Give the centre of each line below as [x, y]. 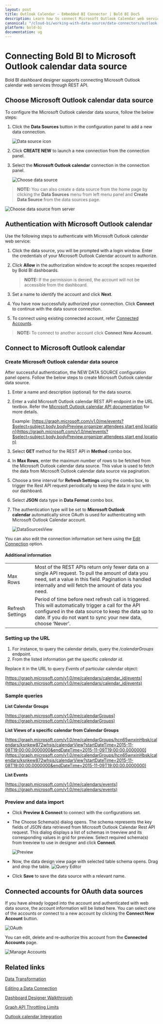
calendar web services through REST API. [47, 85]
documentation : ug [24, 32]
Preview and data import [34, 802]
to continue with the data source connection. [57, 308]
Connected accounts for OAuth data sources [74, 891]
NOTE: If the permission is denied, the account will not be [82, 279]
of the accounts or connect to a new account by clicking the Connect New [80, 913]
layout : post [18, 9]
